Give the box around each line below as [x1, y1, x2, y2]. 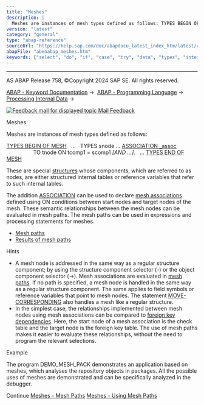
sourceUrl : [6, 43, 34, 49]
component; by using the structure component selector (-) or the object [15, 266, 195, 273]
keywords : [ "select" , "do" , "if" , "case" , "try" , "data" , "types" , [6, 54, 181, 60]
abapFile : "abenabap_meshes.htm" [6, 49, 91, 55]
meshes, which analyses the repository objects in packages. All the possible [6, 367, 197, 375]
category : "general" [6, 32, 59, 38]
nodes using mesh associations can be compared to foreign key [15, 311, 175, 319]
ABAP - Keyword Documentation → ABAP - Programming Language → [6, 88, 184, 96]
